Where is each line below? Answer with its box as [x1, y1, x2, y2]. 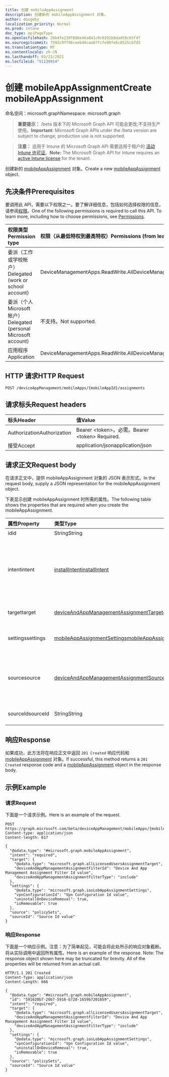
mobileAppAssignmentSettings [54, 635, 127, 642]
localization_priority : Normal [5, 21, 71, 27]
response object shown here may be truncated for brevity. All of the [5, 956, 146, 962]
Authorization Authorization [8, 429, 71, 436]
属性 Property [8, 520, 40, 527]
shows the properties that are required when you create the [5, 502, 129, 508]
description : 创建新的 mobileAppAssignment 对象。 [5, 12, 108, 17]
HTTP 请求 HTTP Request [5, 372, 84, 380]
